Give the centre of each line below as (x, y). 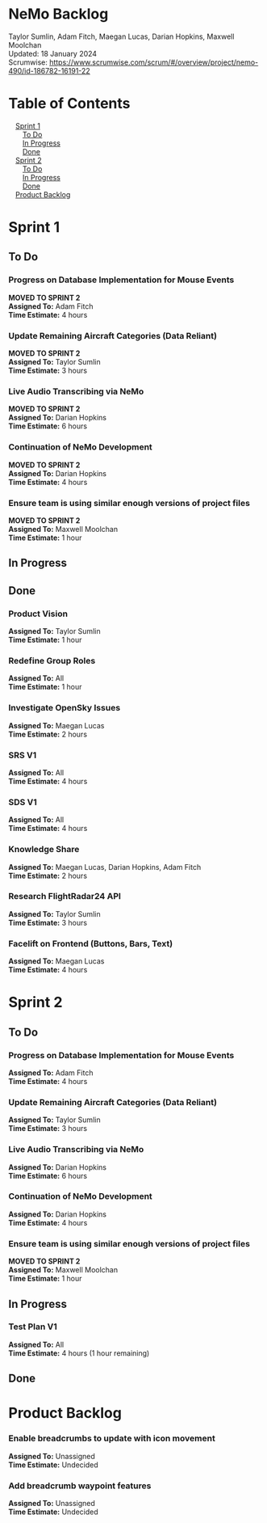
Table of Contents (69, 104)
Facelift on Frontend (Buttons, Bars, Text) (91, 943)
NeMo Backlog (58, 14)
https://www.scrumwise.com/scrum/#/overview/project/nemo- (154, 62)
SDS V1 (23, 802)
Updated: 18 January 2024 (53, 53)
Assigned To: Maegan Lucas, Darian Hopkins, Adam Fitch (105, 867)
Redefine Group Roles (52, 660)
